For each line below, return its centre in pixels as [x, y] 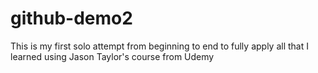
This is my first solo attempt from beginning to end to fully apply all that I [159, 46]
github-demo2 [71, 18]
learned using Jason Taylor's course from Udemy [112, 56]
